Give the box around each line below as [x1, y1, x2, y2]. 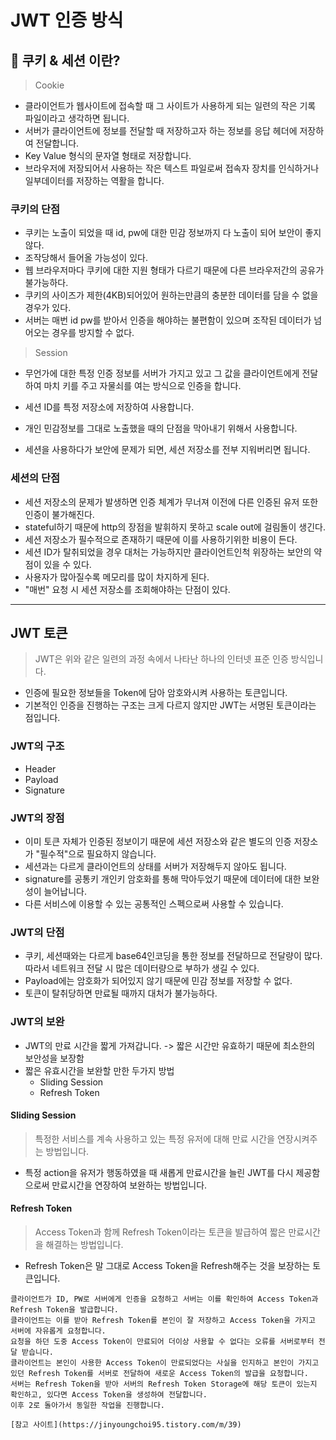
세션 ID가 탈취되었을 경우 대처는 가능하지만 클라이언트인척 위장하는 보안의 [24, 546, 312, 558]
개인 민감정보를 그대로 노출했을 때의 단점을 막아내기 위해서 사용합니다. [24, 422, 298, 435]
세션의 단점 [10, 471, 61, 485]
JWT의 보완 [10, 1015, 65, 1029]
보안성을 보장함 [24, 1052, 85, 1064]
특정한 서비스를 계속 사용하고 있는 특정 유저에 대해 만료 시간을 [34, 1132, 275, 1145]
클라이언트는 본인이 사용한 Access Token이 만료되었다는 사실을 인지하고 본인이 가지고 [10, 1358, 320, 1368]
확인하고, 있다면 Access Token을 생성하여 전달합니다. [10, 1390, 208, 1400]
